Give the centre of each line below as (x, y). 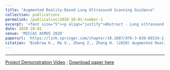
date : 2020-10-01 (24, 29)
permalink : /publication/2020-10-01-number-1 (54, 19)
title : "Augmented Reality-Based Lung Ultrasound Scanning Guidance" (80, 10)
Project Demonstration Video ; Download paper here (60, 62)
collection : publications (32, 15)
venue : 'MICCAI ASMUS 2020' (35, 33)
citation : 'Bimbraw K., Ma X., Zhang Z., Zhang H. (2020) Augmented (79, 43)
